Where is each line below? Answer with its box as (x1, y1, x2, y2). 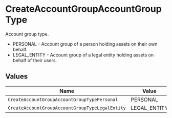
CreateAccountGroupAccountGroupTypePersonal (8, 96, 118, 103)
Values (5, 72, 28, 81)
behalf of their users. (12, 57, 57, 63)
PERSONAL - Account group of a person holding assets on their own (12, 41, 158, 47)
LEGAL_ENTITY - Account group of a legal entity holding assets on (12, 52, 154, 58)
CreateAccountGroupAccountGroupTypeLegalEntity (8, 105, 126, 111)
